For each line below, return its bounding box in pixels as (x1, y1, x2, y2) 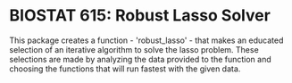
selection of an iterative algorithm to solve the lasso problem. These (9, 44, 259, 54)
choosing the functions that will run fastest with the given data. (9, 63, 241, 74)
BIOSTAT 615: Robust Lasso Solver (9, 5, 271, 26)
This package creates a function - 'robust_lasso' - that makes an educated (9, 35, 284, 46)
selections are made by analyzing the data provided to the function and (9, 54, 272, 64)
